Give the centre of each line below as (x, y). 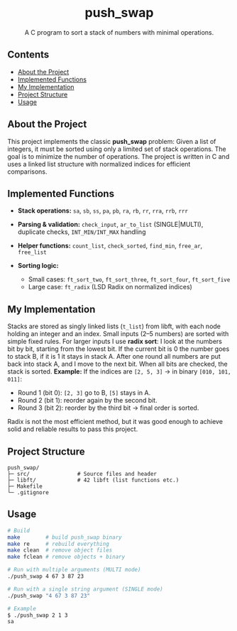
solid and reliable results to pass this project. (73, 429)
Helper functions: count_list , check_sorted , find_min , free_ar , (110, 246)
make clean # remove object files (60, 550)
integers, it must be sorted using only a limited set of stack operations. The (117, 149)
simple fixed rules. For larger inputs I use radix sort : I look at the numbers (115, 342)
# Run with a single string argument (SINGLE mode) (85, 589)
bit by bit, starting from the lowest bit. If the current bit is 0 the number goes (118, 349)
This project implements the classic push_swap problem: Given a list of (112, 141)
